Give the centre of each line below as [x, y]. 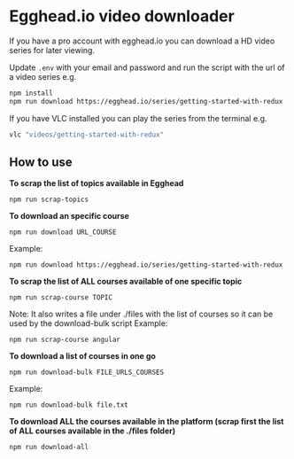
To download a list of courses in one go [83, 356]
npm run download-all [49, 447]
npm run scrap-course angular [65, 340]
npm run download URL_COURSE [63, 232]
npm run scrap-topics [49, 200]
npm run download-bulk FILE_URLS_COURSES [87, 373]
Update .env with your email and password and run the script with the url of [147, 67]
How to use [41, 162]
